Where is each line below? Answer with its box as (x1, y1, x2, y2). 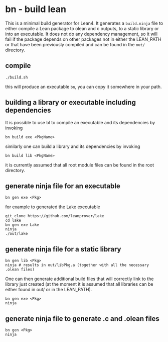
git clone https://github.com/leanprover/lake (5, 214, 104, 219)
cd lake (5, 218, 22, 223)
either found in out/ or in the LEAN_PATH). (5, 287, 92, 293)
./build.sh (5, 74, 28, 80)
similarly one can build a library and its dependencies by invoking (5, 143, 140, 149)
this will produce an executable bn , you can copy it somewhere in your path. (5, 83, 162, 90)
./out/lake (5, 231, 28, 236)
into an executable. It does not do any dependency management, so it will (5, 31, 158, 37)
